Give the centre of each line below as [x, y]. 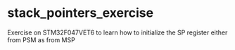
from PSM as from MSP [41, 39]
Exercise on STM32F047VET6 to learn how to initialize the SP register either [118, 32]
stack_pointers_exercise [80, 13]
